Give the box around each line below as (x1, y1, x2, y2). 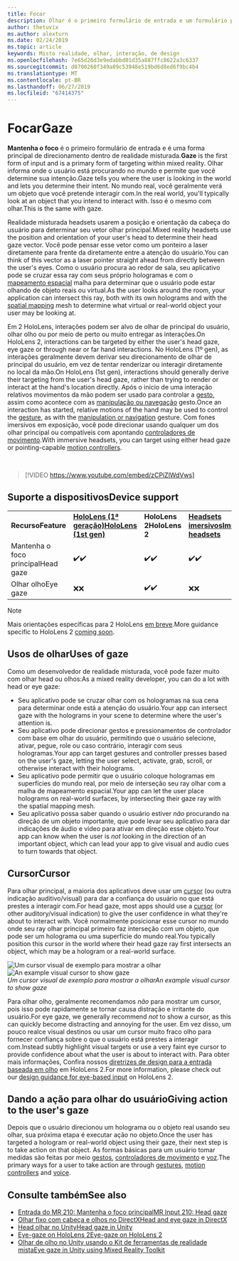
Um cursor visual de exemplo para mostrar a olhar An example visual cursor (7, 975, 230, 984)
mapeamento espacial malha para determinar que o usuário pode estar (7, 279, 216, 287)
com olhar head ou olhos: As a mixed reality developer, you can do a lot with (7, 675, 230, 683)
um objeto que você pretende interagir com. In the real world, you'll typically (7, 189, 230, 198)
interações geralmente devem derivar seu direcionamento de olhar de (7, 353, 212, 361)
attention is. (17, 719, 53, 727)
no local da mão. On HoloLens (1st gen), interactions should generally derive (7, 367, 229, 377)
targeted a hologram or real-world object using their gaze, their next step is (7, 1138, 228, 1147)
